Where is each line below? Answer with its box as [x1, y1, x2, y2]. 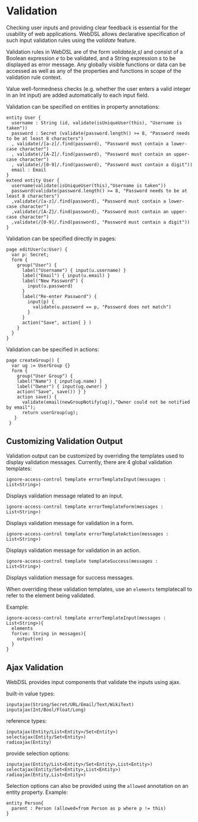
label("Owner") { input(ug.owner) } [17, 384, 108, 389]
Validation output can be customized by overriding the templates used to [6, 452, 184, 459]
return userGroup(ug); [21, 409, 78, 416]
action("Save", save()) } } [17, 388, 86, 395]
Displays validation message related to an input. [6, 492, 124, 499]
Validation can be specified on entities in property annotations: [6, 103, 160, 110]
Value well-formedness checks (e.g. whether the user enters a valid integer [6, 85, 191, 92]
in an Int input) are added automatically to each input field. [6, 91, 149, 99]
